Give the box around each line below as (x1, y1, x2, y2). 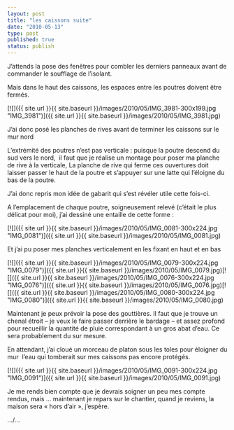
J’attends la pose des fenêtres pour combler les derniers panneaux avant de (7, 62, 227, 70)
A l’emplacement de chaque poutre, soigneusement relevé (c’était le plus (7, 203, 217, 211)
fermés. (7, 90, 30, 99)
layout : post (7, 10, 45, 18)
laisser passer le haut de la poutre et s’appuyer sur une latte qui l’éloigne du (7, 169, 225, 176)
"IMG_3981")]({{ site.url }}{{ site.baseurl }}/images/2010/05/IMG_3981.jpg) (7, 111, 221, 120)
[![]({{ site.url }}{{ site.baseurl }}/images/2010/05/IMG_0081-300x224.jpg (7, 224, 218, 232)
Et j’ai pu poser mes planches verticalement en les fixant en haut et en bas (7, 245, 221, 253)
